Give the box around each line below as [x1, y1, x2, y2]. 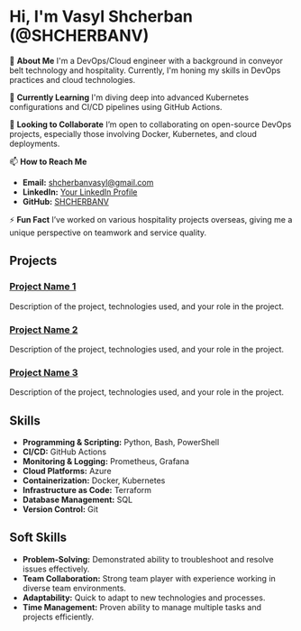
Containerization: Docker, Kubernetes [22, 475, 166, 486]
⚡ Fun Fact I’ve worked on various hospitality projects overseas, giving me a [9, 214, 293, 224]
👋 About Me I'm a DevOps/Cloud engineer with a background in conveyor [9, 55, 284, 66]
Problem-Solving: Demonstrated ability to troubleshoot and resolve [22, 553, 274, 564]
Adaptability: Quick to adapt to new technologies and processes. [22, 592, 266, 603]
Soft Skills [9, 530, 68, 545]
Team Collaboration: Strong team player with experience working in [22, 572, 277, 583]
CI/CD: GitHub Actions [22, 446, 106, 457]
